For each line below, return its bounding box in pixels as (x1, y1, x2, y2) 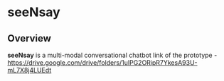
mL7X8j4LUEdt (7, 66, 52, 74)
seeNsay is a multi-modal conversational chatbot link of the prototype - (7, 51, 218, 59)
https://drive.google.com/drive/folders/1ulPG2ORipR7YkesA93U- (7, 58, 198, 67)
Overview (7, 32, 52, 44)
